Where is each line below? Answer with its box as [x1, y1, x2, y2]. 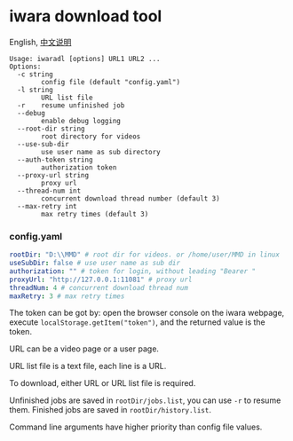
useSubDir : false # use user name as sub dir [9, 259, 180, 268]
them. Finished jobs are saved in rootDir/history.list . [9, 405, 211, 415]
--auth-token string [17, 155, 93, 164]
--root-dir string [17, 124, 86, 133]
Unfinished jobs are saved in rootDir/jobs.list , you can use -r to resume [9, 395, 281, 406]
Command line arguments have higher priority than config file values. [9, 421, 263, 432]
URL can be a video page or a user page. [9, 343, 160, 354]
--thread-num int [17, 186, 82, 195]
